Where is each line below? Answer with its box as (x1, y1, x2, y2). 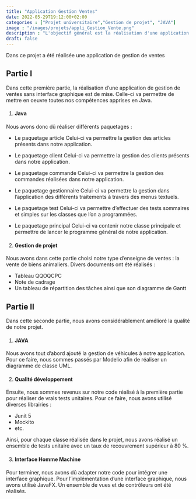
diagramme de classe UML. (6, 362, 72, 369)
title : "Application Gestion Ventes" (6, 8, 98, 15)
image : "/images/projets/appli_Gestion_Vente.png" (6, 25, 134, 31)
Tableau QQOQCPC (14, 273, 62, 280)
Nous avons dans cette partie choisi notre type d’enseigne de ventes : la (6, 255, 180, 262)
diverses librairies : (6, 401, 52, 408)
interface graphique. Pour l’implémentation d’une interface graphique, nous (6, 475, 187, 482)
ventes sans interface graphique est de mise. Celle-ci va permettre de (6, 90, 174, 97)
